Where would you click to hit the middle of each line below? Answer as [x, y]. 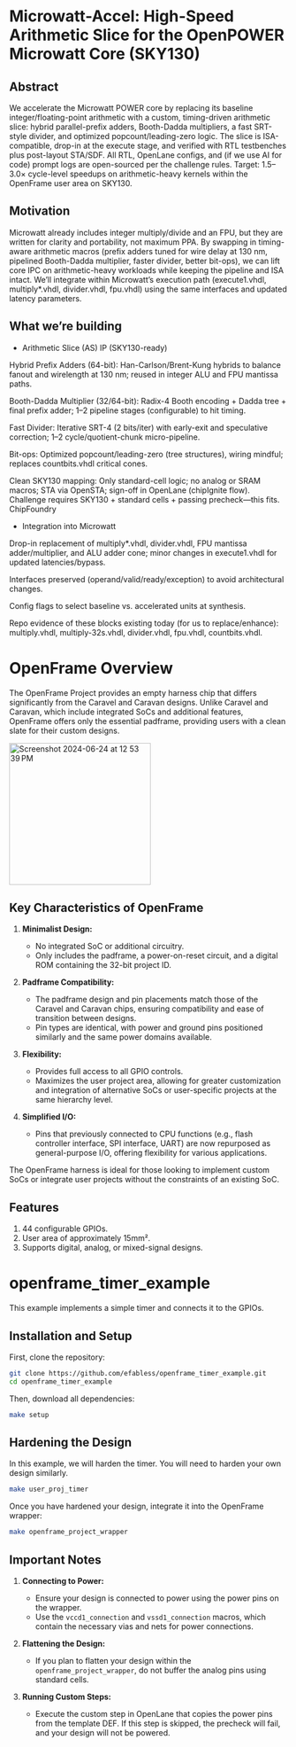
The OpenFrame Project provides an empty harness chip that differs [133, 692]
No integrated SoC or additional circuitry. [110, 947]
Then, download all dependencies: [72, 1399]
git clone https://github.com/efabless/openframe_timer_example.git [138, 1373]
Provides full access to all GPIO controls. [109, 1072]
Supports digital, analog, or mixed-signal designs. [112, 1248]
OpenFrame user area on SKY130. [71, 183]
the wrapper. [58, 1607]
